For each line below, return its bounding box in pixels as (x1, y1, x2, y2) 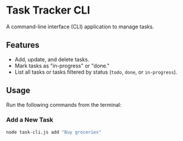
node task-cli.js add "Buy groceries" (6, 129, 102, 135)
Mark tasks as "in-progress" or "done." (14, 62, 110, 69)
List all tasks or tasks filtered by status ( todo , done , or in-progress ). (14, 68, 178, 76)
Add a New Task (6, 116, 54, 124)
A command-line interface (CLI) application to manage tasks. (6, 23, 155, 30)
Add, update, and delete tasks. (14, 55, 90, 63)
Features (6, 40, 40, 50)
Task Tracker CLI (6, 4, 90, 17)
